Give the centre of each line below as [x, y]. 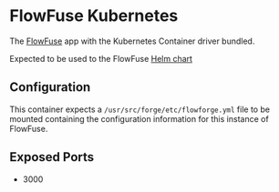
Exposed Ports [52, 157]
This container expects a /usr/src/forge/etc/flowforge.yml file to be [140, 109]
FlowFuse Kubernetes [94, 16]
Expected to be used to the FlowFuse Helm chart [101, 58]
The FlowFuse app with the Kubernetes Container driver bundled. [132, 41]
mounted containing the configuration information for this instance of [139, 118]
